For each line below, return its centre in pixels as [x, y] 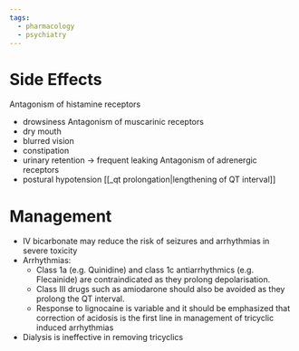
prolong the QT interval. [80, 299]
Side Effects [56, 79]
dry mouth [42, 131]
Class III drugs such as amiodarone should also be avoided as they [160, 289]
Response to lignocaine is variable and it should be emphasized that [163, 308]
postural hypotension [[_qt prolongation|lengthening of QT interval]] [149, 180]
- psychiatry [42, 34]
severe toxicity [50, 251]
